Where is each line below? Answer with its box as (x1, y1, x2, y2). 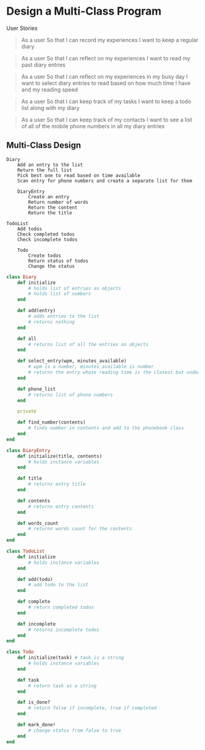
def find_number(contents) (17, 419, 86, 425)
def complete (17, 599, 51, 605)
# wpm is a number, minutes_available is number (28, 364, 154, 370)
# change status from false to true (28, 727, 121, 734)
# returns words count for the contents (28, 526, 132, 532)
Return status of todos (28, 258, 88, 264)
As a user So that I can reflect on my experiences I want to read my (21, 54, 191, 62)
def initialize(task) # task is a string (17, 655, 124, 661)
